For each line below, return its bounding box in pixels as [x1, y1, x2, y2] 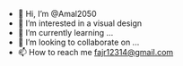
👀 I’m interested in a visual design [17, 18, 143, 29]
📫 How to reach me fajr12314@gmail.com [17, 47, 174, 57]
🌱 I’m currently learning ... [17, 28, 114, 37]
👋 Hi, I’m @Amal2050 [17, 9, 97, 19]
